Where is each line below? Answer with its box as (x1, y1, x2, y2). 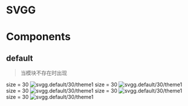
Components (6, 30, 71, 44)
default (6, 53, 33, 63)
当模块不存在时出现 (20, 69, 68, 76)
